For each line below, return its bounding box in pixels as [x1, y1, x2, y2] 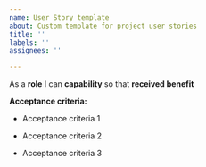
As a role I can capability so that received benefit [9, 79, 194, 89]
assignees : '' [9, 46, 62, 55]
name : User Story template [9, 13, 110, 22]
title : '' [9, 29, 46, 38]
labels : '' [9, 38, 50, 47]
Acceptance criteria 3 [21, 148, 103, 159]
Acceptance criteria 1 [21, 113, 101, 124]
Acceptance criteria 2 [21, 130, 103, 141]
